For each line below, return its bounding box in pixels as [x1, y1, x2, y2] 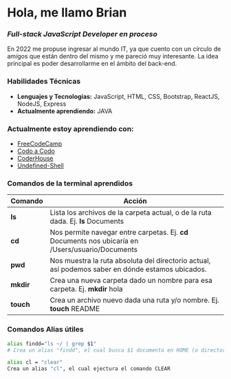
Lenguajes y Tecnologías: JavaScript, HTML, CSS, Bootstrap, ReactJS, [16, 92, 220, 100]
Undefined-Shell [16, 161, 64, 170]
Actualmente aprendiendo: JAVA [16, 106, 113, 115]
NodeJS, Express [16, 100, 67, 108]
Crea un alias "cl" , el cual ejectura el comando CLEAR [7, 365, 170, 372]
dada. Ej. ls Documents [49, 216, 124, 226]
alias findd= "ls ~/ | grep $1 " [7, 340, 97, 347]
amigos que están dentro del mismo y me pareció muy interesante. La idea [7, 52, 219, 60]
